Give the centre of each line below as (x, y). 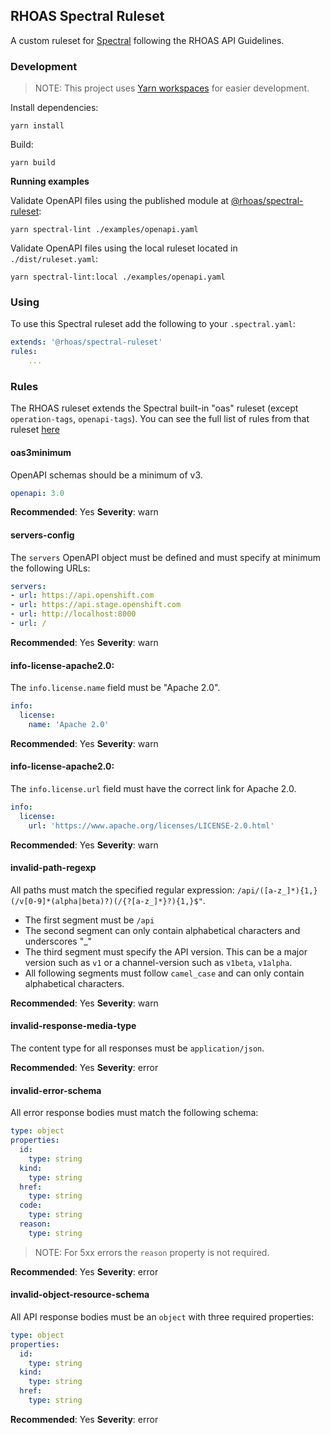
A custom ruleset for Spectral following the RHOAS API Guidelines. (147, 40)
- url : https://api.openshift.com (82, 595)
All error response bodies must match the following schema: (134, 1113)
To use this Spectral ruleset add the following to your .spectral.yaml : (153, 324)
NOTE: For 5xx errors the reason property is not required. (152, 1252)
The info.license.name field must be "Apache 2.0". (115, 688)
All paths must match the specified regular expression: (122, 890)
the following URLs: (50, 568)
